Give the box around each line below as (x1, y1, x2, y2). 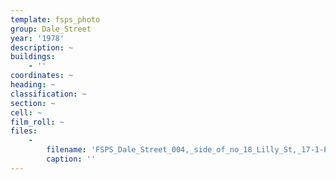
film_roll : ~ (10, 117, 65, 127)
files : (10, 126, 38, 136)
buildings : (10, 52, 56, 62)
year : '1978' (10, 33, 65, 43)
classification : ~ (10, 89, 87, 99)
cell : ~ (10, 107, 43, 118)
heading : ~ (10, 80, 56, 90)
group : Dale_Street (10, 24, 92, 34)
